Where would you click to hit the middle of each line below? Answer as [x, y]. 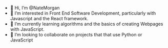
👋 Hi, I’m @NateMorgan [35, 8]
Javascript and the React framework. [49, 18]
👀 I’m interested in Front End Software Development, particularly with [83, 13]
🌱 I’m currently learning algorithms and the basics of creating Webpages [87, 24]
